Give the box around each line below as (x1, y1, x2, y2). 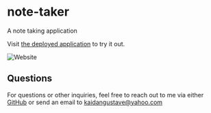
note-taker (7, 4, 70, 20)
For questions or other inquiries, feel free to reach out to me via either (7, 91, 204, 99)
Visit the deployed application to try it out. (7, 39, 125, 48)
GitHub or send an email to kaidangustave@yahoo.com (7, 98, 163, 106)
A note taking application (7, 27, 77, 35)
